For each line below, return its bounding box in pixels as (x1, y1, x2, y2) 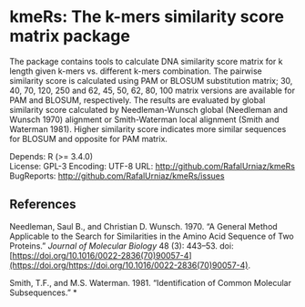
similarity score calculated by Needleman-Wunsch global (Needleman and (9, 104, 289, 115)
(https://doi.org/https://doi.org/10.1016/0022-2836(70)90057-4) (9, 260, 249, 271)
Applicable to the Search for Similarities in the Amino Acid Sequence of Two (9, 230, 294, 241)
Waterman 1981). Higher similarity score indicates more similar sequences (9, 123, 287, 134)
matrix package (9, 26, 130, 46)
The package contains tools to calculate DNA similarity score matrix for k (9, 56, 284, 67)
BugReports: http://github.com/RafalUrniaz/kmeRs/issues (9, 170, 225, 181)
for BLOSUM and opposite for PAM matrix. (9, 133, 168, 144)
